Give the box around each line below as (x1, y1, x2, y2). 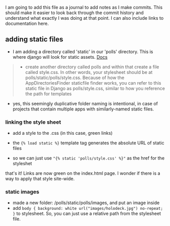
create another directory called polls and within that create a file (25, 63, 159, 70)
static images (5, 189, 40, 196)
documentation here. (5, 20, 49, 26)
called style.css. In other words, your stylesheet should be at (25, 69, 153, 75)
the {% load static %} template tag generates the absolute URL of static (12, 140, 164, 146)
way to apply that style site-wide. (5, 176, 75, 182)
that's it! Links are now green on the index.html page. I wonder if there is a (5, 170, 161, 176)
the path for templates (25, 91, 72, 97)
